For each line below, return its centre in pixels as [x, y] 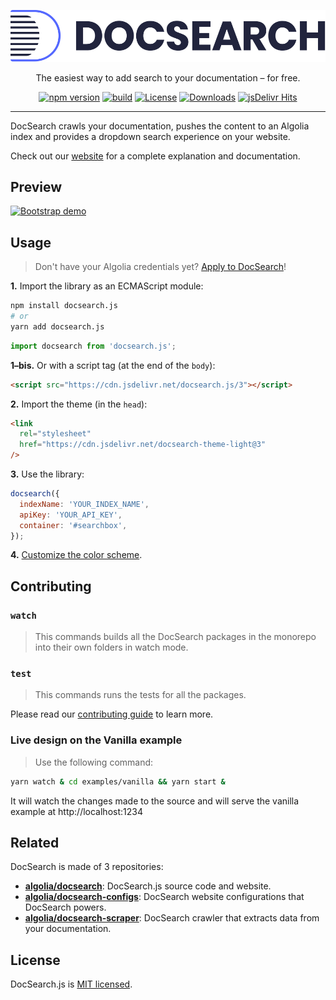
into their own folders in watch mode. [111, 647]
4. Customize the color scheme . [76, 555]
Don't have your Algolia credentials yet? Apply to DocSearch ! [160, 267]
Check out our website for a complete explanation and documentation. [155, 156]
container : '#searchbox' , [73, 525]
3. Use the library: [47, 474]
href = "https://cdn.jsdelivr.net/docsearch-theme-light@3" [143, 445]
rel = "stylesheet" [55, 434]
